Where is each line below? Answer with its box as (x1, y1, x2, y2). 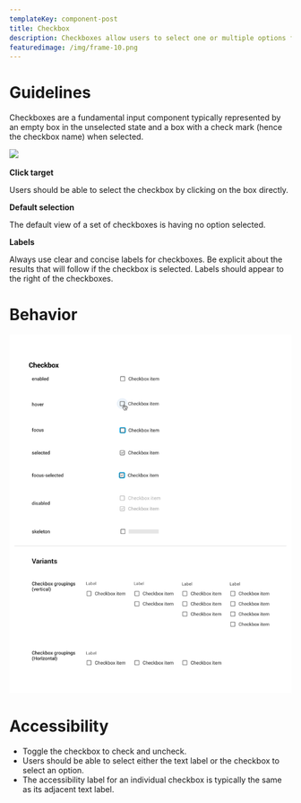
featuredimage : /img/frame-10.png (9, 43, 139, 52)
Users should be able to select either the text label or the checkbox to (21, 755, 280, 766)
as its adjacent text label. (21, 783, 115, 794)
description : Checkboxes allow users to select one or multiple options (9, 33, 287, 42)
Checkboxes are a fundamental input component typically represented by (9, 112, 281, 123)
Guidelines (9, 83, 91, 103)
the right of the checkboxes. (9, 274, 114, 284)
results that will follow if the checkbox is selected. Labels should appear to (9, 264, 284, 275)
